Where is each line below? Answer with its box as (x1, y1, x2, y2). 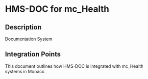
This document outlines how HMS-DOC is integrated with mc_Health (5, 63, 144, 69)
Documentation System (5, 36, 52, 42)
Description (5, 23, 42, 31)
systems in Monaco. (5, 68, 46, 74)
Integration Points (5, 50, 61, 58)
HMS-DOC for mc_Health (5, 3, 109, 15)
